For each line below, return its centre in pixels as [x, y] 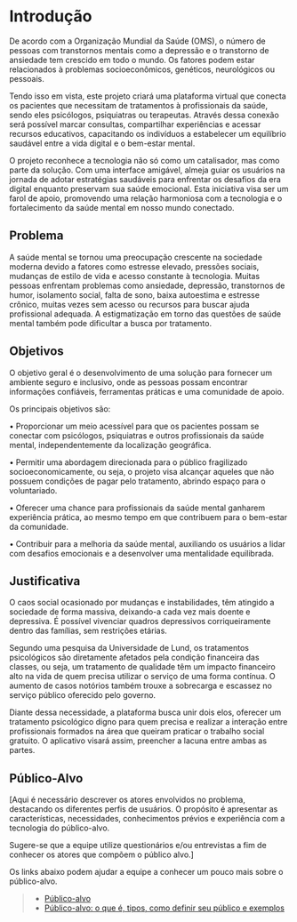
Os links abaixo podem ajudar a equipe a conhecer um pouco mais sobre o [146, 872]
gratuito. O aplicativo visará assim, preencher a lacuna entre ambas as [138, 741]
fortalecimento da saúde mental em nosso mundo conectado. [122, 207]
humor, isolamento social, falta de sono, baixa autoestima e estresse [135, 294]
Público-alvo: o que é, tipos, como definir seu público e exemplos [164, 908]
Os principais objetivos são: [60, 409]
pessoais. [27, 78]
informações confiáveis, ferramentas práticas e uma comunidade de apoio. [147, 391]
